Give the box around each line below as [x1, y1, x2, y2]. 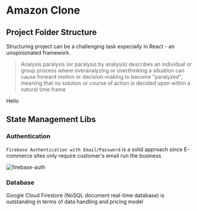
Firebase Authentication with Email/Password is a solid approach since [6, 146, 183, 153]
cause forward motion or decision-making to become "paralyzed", [20, 73, 183, 80]
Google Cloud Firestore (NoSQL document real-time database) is [6, 191, 165, 199]
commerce [6, 152, 33, 159]
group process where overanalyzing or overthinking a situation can [20, 67, 185, 74]
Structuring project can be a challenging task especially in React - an [6, 43, 175, 50]
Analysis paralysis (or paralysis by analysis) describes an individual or [20, 60, 192, 68]
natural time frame [20, 86, 66, 92]
